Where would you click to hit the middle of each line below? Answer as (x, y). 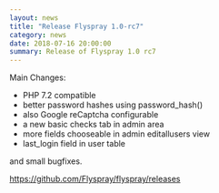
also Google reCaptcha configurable (90, 115)
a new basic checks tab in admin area (93, 125)
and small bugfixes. (46, 161)
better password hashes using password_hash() (113, 105)
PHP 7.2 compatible (60, 96)
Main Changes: (38, 77)
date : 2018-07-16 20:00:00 (60, 43)
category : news (38, 35)
